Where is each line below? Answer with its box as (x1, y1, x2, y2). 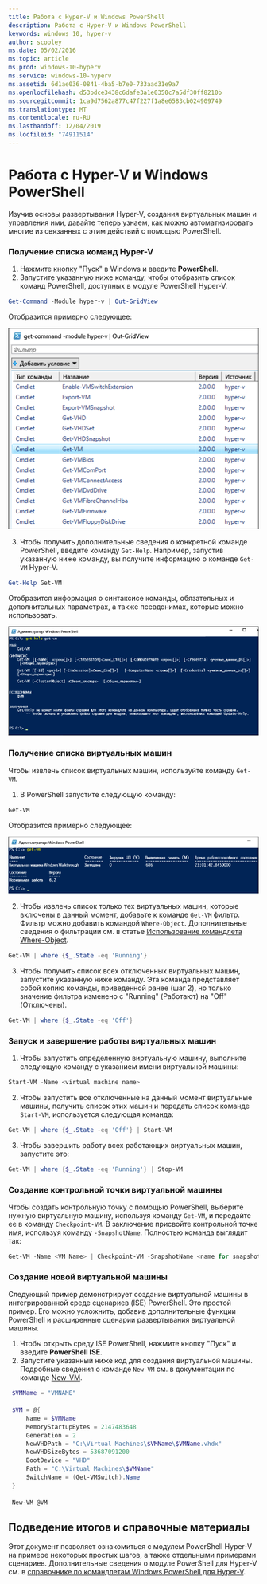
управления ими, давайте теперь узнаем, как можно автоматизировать (8, 218, 253, 227)
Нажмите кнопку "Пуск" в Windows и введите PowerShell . (19, 264, 219, 274)
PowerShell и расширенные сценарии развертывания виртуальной (8, 1315, 236, 1325)
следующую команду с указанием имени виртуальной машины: (19, 1062, 239, 1071)
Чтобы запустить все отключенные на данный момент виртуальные (19, 1093, 253, 1103)
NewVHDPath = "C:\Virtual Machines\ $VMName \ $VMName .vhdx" (25, 1440, 222, 1448)
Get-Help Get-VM (8, 579, 62, 588)
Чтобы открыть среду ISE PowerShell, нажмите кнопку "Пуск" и (19, 1339, 237, 1349)
